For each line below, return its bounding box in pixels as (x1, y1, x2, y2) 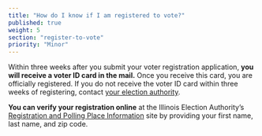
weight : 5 (8, 26, 41, 34)
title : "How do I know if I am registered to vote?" (8, 11, 185, 20)
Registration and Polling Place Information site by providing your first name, (8, 111, 254, 120)
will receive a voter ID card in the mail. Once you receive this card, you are (8, 71, 253, 80)
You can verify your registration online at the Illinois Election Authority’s (8, 103, 245, 112)
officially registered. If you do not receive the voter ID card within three (8, 79, 238, 89)
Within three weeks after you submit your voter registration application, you (8, 62, 254, 72)
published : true (8, 19, 62, 27)
